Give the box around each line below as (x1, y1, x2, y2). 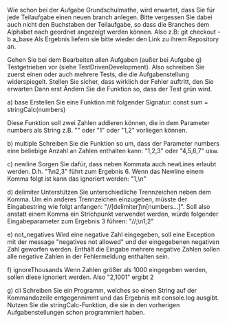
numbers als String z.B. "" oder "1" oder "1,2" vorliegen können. (7, 126, 188, 134)
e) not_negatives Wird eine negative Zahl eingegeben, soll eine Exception (7, 230, 215, 238)
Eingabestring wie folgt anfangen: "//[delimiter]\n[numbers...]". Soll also (7, 203, 210, 210)
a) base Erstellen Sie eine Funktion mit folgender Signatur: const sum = (7, 98, 208, 106)
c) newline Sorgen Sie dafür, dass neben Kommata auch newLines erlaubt (7, 160, 217, 168)
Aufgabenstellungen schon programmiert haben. (7, 309, 145, 316)
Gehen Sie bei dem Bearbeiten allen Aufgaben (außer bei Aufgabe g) (7, 56, 202, 64)
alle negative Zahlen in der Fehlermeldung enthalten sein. (7, 252, 170, 260)
